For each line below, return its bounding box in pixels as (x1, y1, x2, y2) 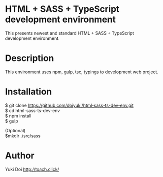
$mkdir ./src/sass (5, 133, 41, 139)
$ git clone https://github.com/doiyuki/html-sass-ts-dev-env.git (5, 102, 134, 108)
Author (5, 150, 34, 161)
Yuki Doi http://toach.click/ (5, 166, 59, 172)
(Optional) (5, 127, 26, 133)
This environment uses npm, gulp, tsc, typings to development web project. (5, 69, 159, 75)
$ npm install (5, 113, 32, 118)
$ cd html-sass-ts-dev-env (5, 107, 60, 114)
